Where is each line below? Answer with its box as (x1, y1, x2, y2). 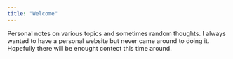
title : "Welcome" (7, 10, 58, 17)
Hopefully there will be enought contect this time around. (7, 44, 172, 52)
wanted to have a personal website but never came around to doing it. (7, 36, 210, 45)
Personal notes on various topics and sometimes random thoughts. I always (7, 29, 226, 37)
